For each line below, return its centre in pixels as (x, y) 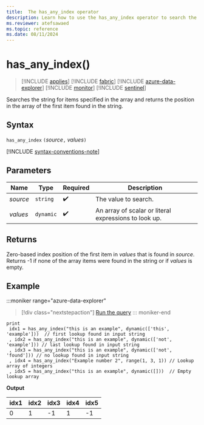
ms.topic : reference (32, 29)
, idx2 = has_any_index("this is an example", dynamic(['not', (90, 340)
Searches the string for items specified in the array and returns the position (100, 100)
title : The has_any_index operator (53, 12)
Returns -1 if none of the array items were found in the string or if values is (99, 260)
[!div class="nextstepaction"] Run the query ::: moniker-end (96, 313)
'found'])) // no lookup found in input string (68, 356)
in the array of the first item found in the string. (65, 106)
